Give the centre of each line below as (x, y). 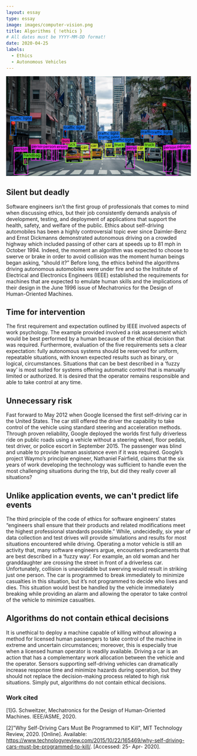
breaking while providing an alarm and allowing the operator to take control (97, 594)
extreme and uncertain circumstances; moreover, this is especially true (92, 645)
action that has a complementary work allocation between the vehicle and (95, 657)
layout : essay (23, 12)
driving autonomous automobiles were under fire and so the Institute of (92, 269)
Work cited (22, 697)
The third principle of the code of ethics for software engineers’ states (91, 519)
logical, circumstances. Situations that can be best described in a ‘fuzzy (93, 364)
